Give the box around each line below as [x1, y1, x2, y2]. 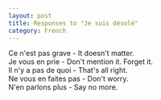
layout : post [8, 11, 52, 20]
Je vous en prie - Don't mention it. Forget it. [8, 57, 154, 66]
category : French [8, 26, 67, 34]
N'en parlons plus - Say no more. [8, 82, 118, 92]
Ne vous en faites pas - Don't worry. [8, 74, 129, 84]
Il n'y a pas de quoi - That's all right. [8, 66, 128, 75]
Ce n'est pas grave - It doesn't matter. [8, 49, 134, 58]
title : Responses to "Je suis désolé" [8, 19, 138, 27]
